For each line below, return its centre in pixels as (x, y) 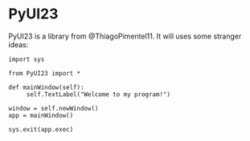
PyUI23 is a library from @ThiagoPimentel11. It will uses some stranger (125, 36)
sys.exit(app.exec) (41, 129)
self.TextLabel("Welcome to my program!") (98, 94)
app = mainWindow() (41, 115)
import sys (27, 59)
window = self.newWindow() (53, 108)
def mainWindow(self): (46, 87)
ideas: (18, 44)
